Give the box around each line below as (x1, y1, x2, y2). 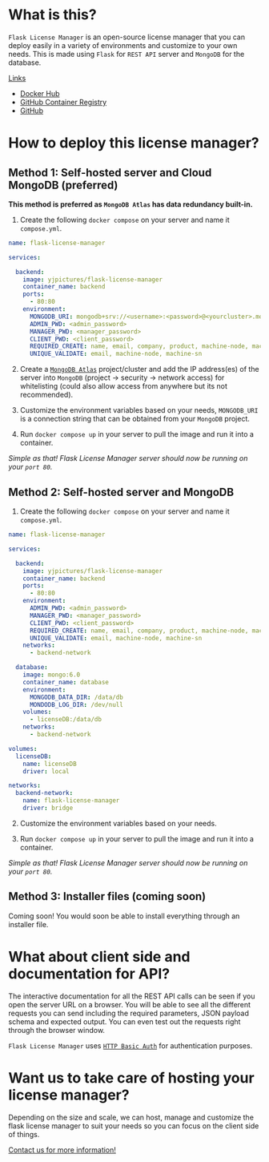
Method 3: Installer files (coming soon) (8, 890, 207, 903)
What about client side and (8, 947, 191, 966)
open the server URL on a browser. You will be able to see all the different (8, 999, 251, 1009)
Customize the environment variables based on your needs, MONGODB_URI (19, 405, 259, 415)
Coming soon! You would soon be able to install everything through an (8, 911, 240, 921)
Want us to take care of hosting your (8, 1068, 255, 1087)
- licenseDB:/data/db (29, 716, 102, 724)
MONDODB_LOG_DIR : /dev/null (29, 700, 124, 708)
